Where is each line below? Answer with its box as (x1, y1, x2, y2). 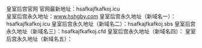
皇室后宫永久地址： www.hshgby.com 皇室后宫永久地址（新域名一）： (6, 13, 176, 20)
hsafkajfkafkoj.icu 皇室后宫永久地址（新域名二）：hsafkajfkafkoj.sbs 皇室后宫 (6, 20, 196, 27)
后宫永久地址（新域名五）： (6, 35, 72, 42)
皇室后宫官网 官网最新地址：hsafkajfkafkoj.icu (6, 5, 120, 12)
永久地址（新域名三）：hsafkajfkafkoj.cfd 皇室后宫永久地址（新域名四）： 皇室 (6, 28, 196, 35)
